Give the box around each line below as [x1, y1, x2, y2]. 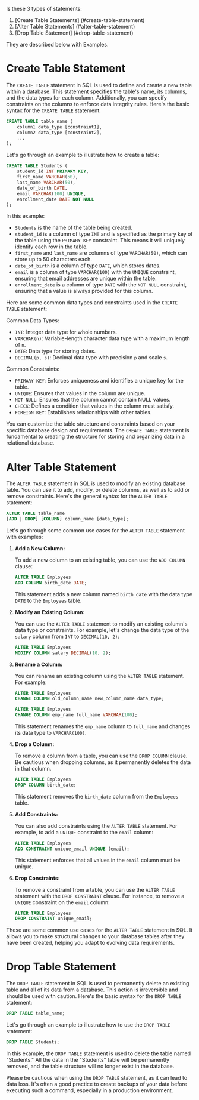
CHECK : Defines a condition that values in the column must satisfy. [14, 402, 174, 409]
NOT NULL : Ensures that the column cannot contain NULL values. [14, 396, 171, 403]
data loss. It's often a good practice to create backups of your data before [6, 1080, 187, 1087]
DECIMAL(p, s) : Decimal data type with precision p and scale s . [14, 354, 168, 361]
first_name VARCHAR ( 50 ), [17, 174, 78, 180]
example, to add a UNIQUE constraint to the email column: [14, 828, 153, 836]
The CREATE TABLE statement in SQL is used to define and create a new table [6, 81, 192, 88]
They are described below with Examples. [6, 41, 109, 48]
